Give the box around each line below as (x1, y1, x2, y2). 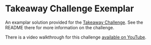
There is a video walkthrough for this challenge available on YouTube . (5, 34, 147, 40)
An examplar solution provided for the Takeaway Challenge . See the (5, 19, 144, 25)
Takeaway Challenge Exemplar (5, 3, 134, 14)
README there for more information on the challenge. (5, 24, 114, 30)
